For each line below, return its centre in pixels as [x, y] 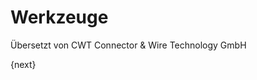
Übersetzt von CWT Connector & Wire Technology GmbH [128, 45]
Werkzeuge [59, 17]
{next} [23, 64]
